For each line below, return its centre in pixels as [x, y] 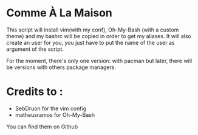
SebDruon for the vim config [51, 108]
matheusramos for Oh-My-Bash [55, 114]
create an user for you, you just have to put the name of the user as [90, 42]
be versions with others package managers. [61, 67]
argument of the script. [35, 49]
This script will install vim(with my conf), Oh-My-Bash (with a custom [93, 30]
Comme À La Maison [59, 13]
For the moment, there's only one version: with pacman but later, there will [99, 61]
